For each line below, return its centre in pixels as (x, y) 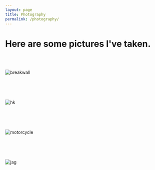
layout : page (19, 10)
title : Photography (25, 14)
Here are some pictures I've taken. (78, 44)
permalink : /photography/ (32, 19)
